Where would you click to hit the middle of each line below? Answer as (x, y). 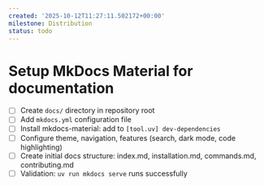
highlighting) (41, 147)
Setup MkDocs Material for (101, 71)
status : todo (30, 31)
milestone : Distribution (50, 23)
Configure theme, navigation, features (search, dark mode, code (128, 137)
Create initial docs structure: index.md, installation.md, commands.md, (138, 155)
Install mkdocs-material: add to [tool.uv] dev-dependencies (120, 129)
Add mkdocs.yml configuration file (76, 120)
